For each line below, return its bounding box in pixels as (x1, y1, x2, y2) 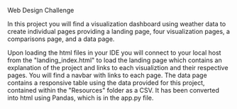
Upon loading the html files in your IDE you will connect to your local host (7, 49, 221, 57)
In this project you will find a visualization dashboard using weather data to (7, 20, 226, 28)
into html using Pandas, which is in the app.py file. (7, 93, 154, 102)
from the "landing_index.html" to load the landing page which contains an (7, 56, 222, 64)
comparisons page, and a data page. (7, 35, 115, 43)
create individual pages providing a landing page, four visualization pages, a (7, 28, 231, 35)
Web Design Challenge (7, 6, 75, 14)
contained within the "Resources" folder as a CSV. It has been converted (7, 86, 220, 94)
